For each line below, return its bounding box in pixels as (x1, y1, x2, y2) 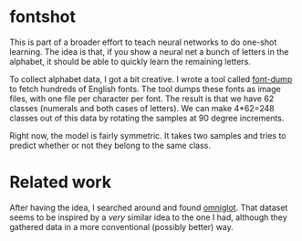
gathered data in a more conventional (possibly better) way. (9, 221, 234, 232)
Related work (9, 172, 112, 193)
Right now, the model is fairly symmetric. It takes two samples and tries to (9, 130, 286, 141)
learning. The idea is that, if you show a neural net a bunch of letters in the (9, 46, 289, 57)
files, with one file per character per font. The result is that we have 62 (9, 93, 275, 104)
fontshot (9, 6, 76, 27)
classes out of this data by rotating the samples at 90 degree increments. (9, 112, 285, 123)
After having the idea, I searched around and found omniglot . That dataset (9, 202, 288, 213)
